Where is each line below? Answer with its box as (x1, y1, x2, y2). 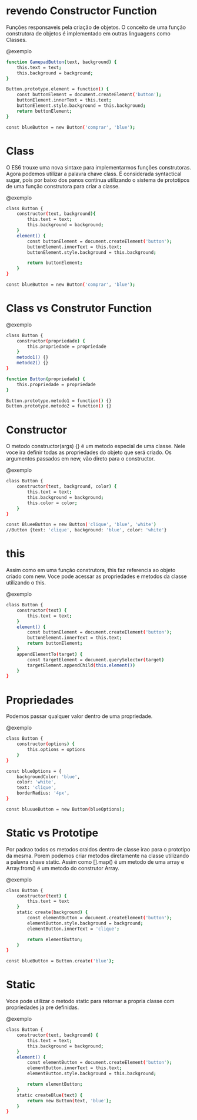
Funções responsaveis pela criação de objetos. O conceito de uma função (6, 24, 186, 31)
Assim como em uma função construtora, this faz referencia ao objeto (6, 567, 176, 574)
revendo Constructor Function (6, 4, 157, 18)
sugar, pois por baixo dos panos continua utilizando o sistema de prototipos (6, 176, 190, 184)
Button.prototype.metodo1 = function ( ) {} (6, 397, 112, 404)
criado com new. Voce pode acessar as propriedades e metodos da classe (6, 573, 187, 580)
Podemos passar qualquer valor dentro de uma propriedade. (6, 713, 153, 720)
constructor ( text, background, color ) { (16, 484, 117, 489)
